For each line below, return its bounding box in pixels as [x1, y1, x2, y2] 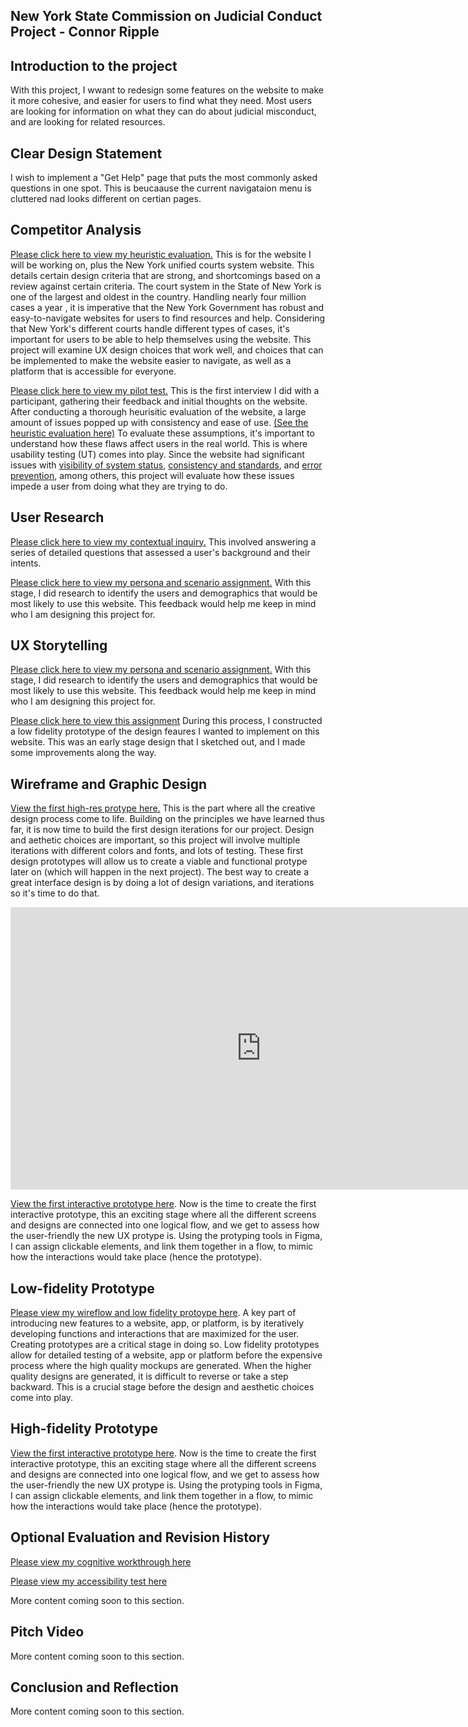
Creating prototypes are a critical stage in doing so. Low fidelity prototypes [10, 1339, 320, 1351]
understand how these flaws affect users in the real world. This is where [10, 437, 308, 449]
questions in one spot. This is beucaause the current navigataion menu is [10, 182, 312, 194]
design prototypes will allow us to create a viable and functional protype [10, 855, 308, 868]
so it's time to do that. [10, 887, 100, 899]
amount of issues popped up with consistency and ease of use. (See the [10, 416, 309, 428]
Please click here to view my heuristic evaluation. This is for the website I [10, 248, 312, 260]
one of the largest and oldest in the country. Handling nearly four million [10, 290, 307, 303]
